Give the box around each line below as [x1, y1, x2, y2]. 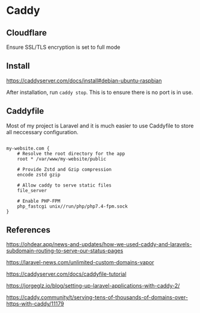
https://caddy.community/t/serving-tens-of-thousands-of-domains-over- [6, 294, 189, 301]
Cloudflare [6, 28, 47, 38]
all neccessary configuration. [6, 128, 79, 135]
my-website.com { [6, 145, 50, 151]
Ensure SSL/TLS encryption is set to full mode [6, 43, 120, 51]
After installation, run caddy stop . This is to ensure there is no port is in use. [6, 88, 193, 96]
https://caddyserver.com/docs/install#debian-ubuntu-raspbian [6, 76, 162, 84]
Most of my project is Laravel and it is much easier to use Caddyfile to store [6, 122, 194, 129]
